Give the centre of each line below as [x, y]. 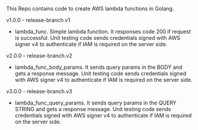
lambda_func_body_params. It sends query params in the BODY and [98, 67]
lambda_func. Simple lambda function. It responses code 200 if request [103, 31]
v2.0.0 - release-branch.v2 [39, 56]
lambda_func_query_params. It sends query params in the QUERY [96, 103]
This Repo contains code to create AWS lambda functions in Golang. [90, 9]
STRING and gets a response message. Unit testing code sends [93, 109]
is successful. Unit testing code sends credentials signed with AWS [98, 38]
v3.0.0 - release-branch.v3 [39, 91]
